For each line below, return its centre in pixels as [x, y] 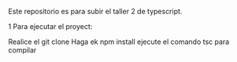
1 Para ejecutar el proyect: [50, 26]
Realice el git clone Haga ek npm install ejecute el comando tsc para [119, 42]
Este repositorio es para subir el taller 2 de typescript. [95, 11]
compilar [22, 50]
